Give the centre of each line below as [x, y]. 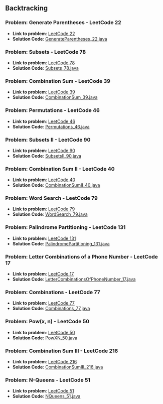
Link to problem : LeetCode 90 [44, 151]
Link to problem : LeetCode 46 [44, 121]
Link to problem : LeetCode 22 [44, 33]
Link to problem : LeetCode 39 [44, 92]
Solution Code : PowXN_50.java [45, 338]
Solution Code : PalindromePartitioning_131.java [61, 243]
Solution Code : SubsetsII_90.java [47, 156]
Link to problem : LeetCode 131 [44, 238]
